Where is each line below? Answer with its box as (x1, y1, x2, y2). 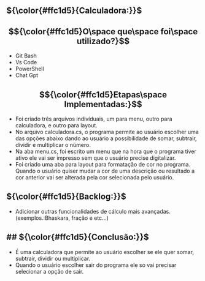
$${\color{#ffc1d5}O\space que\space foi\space (8, 26, 198, 37)
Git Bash (15, 52, 37, 59)
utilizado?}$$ (76, 36, 130, 46)
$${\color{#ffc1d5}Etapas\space (39, 89, 168, 100)
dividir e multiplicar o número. (15, 141, 91, 149)
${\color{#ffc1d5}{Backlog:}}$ (6, 192, 127, 202)
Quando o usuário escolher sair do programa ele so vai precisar (15, 261, 177, 269)
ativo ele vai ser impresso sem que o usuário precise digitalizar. (15, 154, 176, 162)
